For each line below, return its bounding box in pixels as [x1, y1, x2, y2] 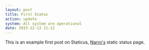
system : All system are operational [5, 21, 82, 26]
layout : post [5, 7, 33, 12]
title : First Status [5, 12, 49, 17]
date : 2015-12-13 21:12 [5, 26, 55, 31]
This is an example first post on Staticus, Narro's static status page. [5, 39, 145, 45]
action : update [5, 16, 37, 21]
